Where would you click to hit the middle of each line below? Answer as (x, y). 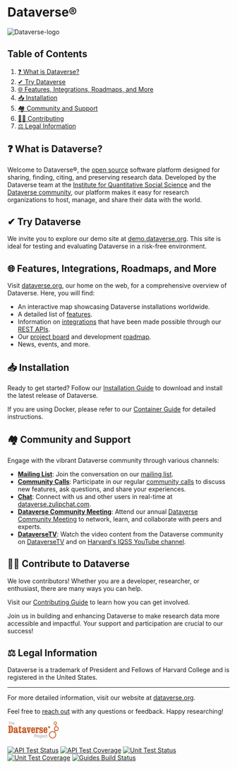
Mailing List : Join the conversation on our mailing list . (96, 474)
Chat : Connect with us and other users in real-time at (95, 496)
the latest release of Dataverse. (53, 395)
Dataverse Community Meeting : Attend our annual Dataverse (108, 511)
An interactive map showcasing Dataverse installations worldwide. (114, 307)
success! (20, 630)
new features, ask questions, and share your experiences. (102, 489)
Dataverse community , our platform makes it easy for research (98, 192)
